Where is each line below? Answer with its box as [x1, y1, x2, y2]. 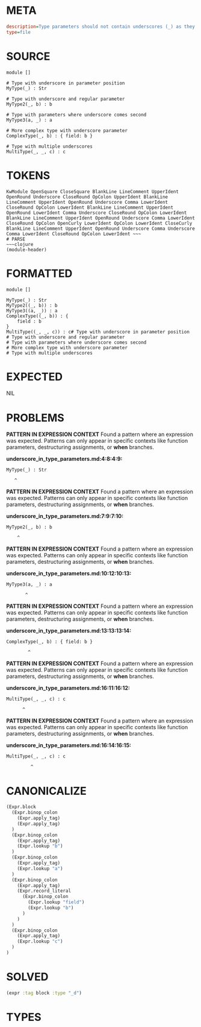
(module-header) [6, 247, 47, 253]
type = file [6, 29, 31, 35]
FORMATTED [6, 267, 73, 280]
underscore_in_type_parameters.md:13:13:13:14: [6, 627, 131, 634]
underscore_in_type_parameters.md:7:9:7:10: [6, 513, 124, 520]
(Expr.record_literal [17, 888, 71, 894]
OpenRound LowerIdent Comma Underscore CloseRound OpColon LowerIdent [6, 209, 187, 216]
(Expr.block [6, 804, 36, 810]
